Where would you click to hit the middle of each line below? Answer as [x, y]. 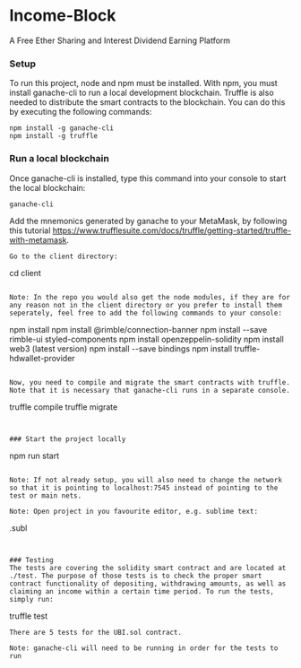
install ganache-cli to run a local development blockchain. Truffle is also [142, 93]
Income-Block [63, 16]
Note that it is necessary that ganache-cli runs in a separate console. [150, 390]
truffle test [29, 616]
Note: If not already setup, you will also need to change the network [146, 480]
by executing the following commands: [81, 112]
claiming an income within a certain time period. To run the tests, [142, 591]
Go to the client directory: [64, 256]
